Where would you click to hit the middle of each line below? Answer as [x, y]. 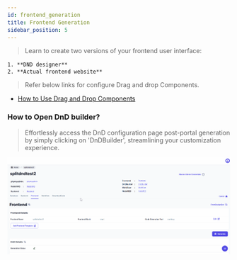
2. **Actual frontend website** [55, 72]
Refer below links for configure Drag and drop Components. [112, 85]
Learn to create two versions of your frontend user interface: [113, 51]
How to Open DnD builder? [54, 117]
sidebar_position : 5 [38, 30]
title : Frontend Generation [49, 22]
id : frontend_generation [44, 15]
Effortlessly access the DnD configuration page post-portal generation [127, 132]
